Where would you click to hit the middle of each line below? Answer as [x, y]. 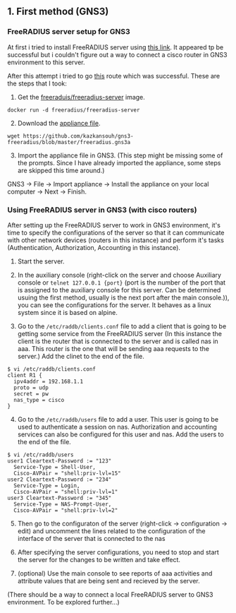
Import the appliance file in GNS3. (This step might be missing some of [120, 155]
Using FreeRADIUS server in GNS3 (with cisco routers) [102, 210]
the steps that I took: [37, 83]
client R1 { [25, 375]
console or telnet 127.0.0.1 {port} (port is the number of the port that [122, 282]
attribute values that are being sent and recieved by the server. [109, 581]
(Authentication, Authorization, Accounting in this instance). [94, 247]
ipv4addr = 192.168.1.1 [48, 381]
